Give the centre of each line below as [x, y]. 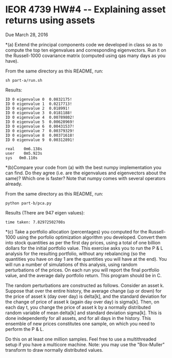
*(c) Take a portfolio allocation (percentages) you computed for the [76, 231]
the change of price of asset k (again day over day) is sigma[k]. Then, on [82, 301]
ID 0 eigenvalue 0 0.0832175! [39, 99]
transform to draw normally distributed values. [54, 350]
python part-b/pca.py [28, 203]
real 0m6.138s [24, 149]
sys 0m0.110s [22, 158]
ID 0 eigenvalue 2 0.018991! [38, 108]
